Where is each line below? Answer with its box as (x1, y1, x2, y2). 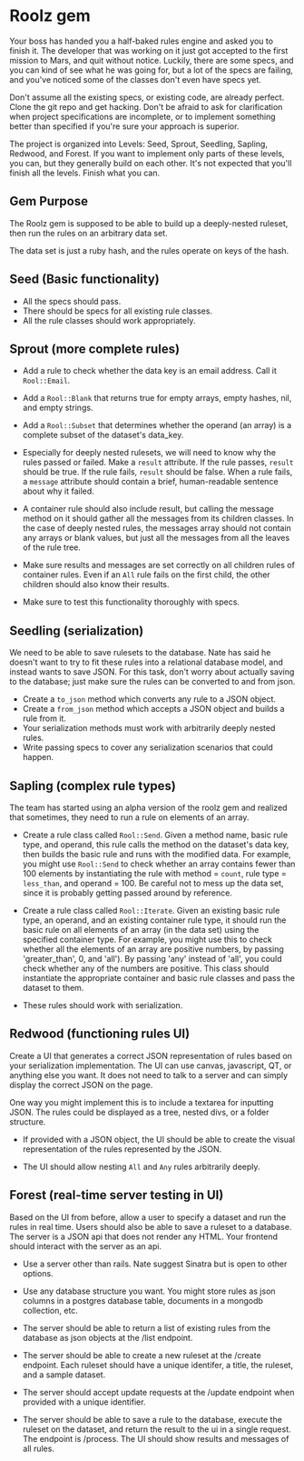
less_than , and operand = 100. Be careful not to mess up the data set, (22, 878, 284, 888)
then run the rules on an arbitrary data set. (9, 227, 168, 238)
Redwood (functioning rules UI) (9, 1026, 191, 1042)
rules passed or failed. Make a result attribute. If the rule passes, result (22, 456, 294, 468)
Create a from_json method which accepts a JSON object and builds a (22, 704, 285, 715)
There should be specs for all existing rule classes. (22, 305, 213, 316)
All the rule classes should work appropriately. (22, 315, 196, 325)
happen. (22, 752, 54, 763)
